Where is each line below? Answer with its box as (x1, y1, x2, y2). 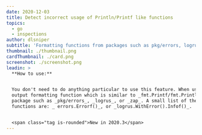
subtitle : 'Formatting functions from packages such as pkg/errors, (6, 43, 182, 49)
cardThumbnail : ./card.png (6, 54, 74, 60)
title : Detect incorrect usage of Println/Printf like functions (6, 14, 173, 20)
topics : (6, 20, 26, 26)
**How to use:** (11, 71, 52, 77)
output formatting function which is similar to (11, 92, 136, 98)
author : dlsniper (6, 37, 50, 43)
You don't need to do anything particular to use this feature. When (11, 87, 189, 93)
